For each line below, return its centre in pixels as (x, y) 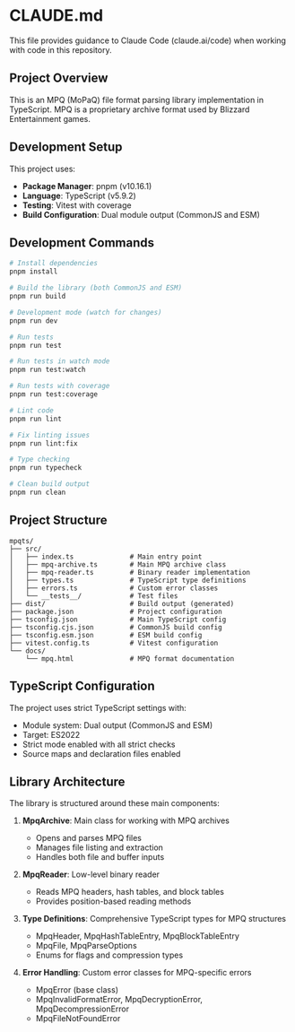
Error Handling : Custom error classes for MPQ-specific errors (137, 973)
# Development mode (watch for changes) (86, 312)
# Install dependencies (54, 264)
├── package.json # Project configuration (116, 611)
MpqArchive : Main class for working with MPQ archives (126, 820)
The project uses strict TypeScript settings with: (98, 707)
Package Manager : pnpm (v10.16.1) (87, 186)
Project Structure (58, 520)
